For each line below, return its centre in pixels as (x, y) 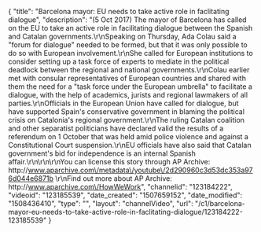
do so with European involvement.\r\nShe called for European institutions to (130, 53)
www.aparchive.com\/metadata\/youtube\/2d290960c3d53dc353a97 (140, 170)
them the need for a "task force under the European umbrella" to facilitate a (130, 87)
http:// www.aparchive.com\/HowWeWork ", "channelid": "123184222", (121, 187)
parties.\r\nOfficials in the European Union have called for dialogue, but (123, 103)
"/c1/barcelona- (221, 203)
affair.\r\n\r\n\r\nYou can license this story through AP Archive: (109, 162)
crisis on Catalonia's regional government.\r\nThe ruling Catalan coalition (127, 120)
